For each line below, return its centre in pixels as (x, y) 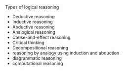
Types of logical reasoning (32, 7)
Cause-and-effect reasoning (41, 37)
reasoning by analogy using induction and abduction (66, 53)
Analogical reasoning (34, 32)
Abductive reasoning (34, 27)
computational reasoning (38, 63)
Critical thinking (28, 43)
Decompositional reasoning (40, 48)
